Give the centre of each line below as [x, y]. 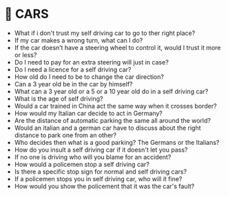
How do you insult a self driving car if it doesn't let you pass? [101, 150]
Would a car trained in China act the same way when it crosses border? [115, 106]
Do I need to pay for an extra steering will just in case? [92, 62]
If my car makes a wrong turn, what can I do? [79, 40]
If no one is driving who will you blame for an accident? [93, 157]
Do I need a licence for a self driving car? [73, 69]
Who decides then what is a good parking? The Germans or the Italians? [117, 142]
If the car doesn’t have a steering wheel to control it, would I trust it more [117, 47]
